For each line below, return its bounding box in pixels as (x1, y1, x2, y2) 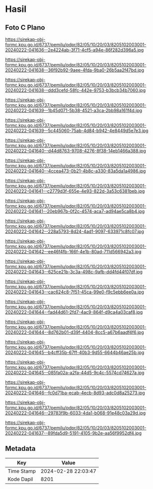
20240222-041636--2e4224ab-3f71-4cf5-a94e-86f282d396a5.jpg (5, 47, 144, 53)
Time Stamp (7, 468, 36, 475)
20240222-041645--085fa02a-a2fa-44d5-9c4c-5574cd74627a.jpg (5, 370, 145, 375)
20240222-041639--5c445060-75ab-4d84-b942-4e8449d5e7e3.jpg (5, 128, 149, 134)
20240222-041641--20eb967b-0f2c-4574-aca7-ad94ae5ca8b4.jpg (5, 209, 145, 214)
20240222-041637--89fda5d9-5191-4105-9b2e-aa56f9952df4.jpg (5, 430, 142, 436)
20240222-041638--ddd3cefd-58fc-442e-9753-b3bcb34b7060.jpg (5, 87, 146, 93)
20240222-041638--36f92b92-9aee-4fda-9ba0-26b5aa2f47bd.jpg (5, 67, 144, 73)
